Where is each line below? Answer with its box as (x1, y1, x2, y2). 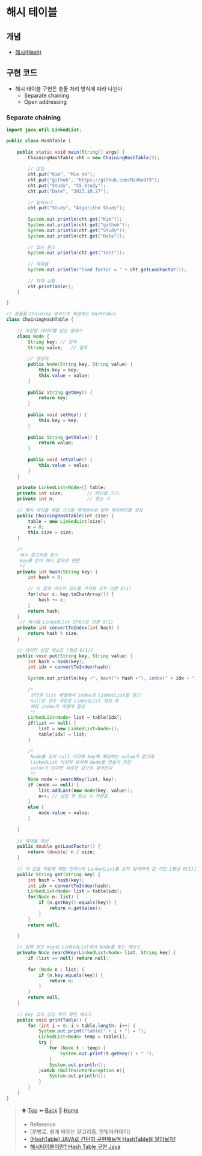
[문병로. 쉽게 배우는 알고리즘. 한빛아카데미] (29, 1128, 130, 1135)
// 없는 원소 (28, 244, 55, 250)
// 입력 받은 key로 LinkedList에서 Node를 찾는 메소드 (17, 944, 141, 950)
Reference (29, 1120, 56, 1128)
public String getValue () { (28, 434, 98, 440)
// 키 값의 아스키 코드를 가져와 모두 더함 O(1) (28, 586, 132, 592)
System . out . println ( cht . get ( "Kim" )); (28, 216, 122, 223)
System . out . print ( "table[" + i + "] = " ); (38, 1028, 147, 1034)
